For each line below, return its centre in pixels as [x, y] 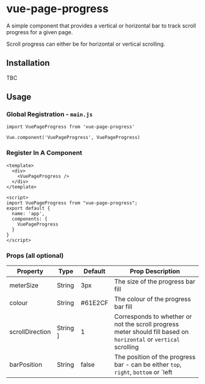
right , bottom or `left [143, 372]
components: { [30, 219]
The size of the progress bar [155, 282]
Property [30, 271]
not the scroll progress [146, 324]
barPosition [26, 364]
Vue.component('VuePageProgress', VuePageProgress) [73, 138]
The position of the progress [155, 357]
